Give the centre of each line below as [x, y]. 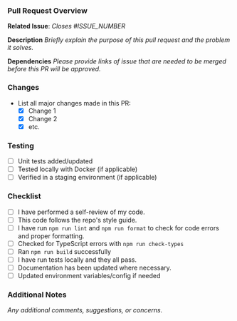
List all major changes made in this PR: [74, 103]
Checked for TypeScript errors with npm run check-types [100, 243]
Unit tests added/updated [55, 161]
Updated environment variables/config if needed [89, 276]
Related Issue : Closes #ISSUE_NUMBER [67, 26]
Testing [21, 146]
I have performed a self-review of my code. [81, 212]
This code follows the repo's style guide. [77, 220]
